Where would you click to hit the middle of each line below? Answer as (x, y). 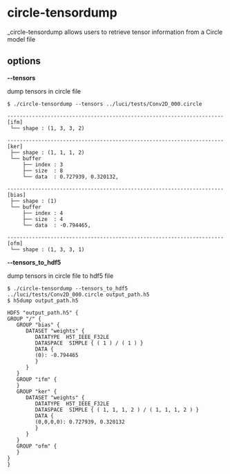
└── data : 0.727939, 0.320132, (70, 177)
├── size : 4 (43, 219)
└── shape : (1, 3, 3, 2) (47, 128)
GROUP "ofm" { (37, 446)
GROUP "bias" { (38, 325)
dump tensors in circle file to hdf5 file (60, 276)
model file (21, 39)
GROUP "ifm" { (37, 379)
